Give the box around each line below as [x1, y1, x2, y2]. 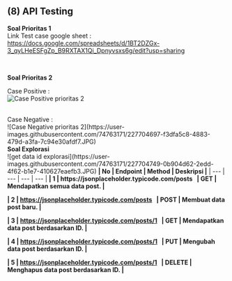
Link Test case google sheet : [7, 31, 92, 40]
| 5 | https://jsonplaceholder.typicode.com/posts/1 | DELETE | [7, 258, 192, 266]
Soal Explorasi [7, 144, 50, 153]
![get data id [7, 152, 42, 160]
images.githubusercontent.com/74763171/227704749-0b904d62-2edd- [7, 160, 214, 168]
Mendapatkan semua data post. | [7, 181, 105, 190]
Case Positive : [7, 86, 50, 95]
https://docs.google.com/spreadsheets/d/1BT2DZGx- [7, 38, 160, 47]
